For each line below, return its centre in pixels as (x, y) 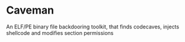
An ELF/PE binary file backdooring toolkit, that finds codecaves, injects (93, 27)
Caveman (30, 10)
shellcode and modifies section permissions (60, 33)
